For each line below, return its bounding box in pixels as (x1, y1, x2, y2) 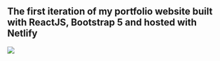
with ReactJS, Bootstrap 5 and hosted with (7, 17, 198, 29)
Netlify (7, 27, 38, 39)
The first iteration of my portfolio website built (7, 6, 213, 18)
